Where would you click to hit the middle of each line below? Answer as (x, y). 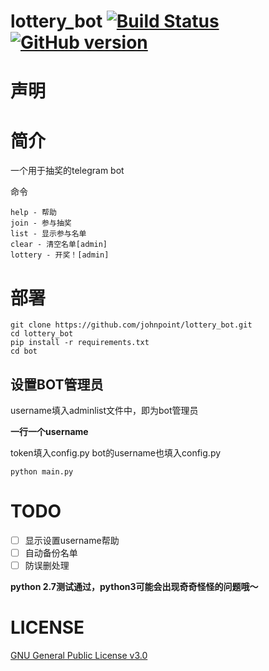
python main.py (42, 472)
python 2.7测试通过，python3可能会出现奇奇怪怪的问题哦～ (134, 587)
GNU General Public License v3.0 (79, 656)
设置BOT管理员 (57, 384)
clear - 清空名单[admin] (59, 245)
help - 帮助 (33, 213)
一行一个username (49, 432)
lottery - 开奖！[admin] (60, 255)
